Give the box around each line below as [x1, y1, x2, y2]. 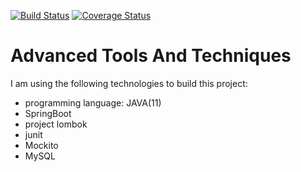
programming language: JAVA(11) [24, 96, 162, 109]
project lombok [24, 118, 88, 130]
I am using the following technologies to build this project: [10, 77, 248, 89]
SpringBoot [24, 107, 72, 119]
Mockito [24, 139, 59, 151]
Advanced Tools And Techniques [10, 45, 292, 67]
